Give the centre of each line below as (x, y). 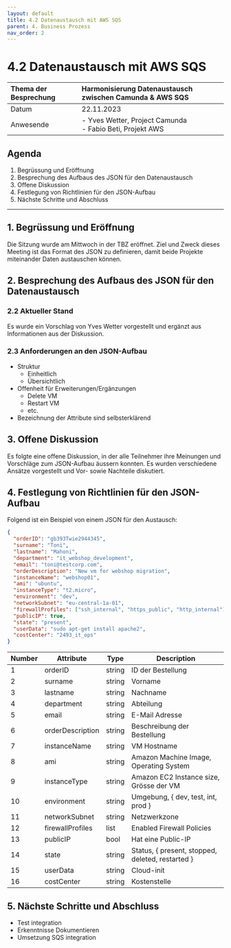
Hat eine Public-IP (161, 840)
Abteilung (147, 704)
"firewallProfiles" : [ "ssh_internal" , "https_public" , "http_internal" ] (120, 609)
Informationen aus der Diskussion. (56, 333)
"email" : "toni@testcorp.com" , (58, 564)
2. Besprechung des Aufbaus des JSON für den (111, 281)
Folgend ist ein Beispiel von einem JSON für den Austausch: (92, 520)
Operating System (161, 766)
